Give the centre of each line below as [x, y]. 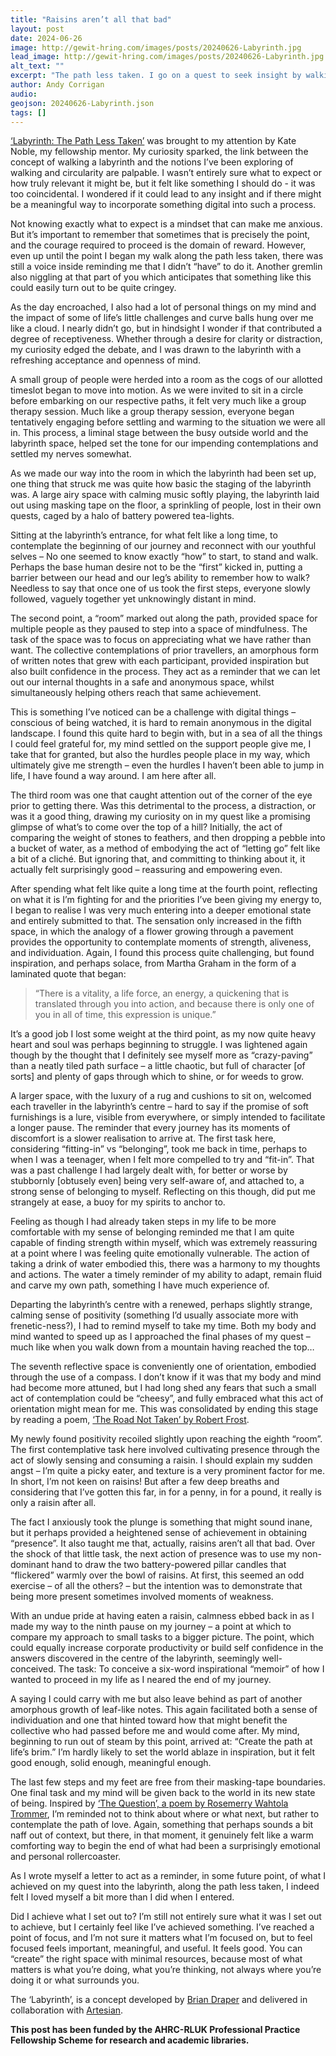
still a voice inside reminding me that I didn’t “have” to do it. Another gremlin [166, 267]
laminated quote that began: [68, 974]
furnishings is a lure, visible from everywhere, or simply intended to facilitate [168, 1117]
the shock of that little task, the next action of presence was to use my [155, 1554]
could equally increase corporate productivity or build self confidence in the [167, 1648]
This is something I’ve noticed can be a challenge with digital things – [153, 712]
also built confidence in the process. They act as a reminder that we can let [165, 672]
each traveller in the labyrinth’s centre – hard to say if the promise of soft [159, 1107]
